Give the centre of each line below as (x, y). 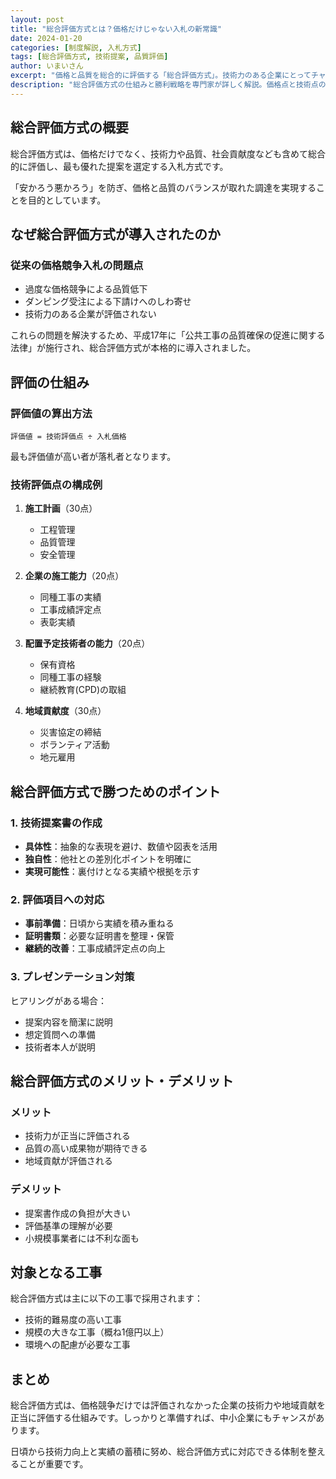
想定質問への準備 (60, 1034)
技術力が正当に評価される (77, 1136)
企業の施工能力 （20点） (74, 576)
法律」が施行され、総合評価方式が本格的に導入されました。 (133, 348)
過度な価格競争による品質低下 (86, 289)
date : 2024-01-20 (46, 38)
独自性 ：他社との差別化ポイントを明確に (108, 858)
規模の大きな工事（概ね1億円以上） (97, 1332)
